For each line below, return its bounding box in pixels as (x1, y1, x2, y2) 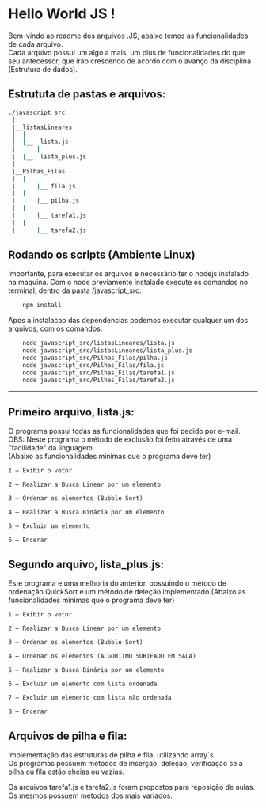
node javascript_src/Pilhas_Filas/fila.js (22, 361, 165, 369)
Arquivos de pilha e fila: (8, 729, 127, 742)
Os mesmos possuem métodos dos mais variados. (8, 791, 173, 800)
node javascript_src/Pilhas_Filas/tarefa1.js (22, 369, 176, 377)
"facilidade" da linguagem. (8, 443, 95, 453)
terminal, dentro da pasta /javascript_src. (8, 286, 142, 295)
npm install (22, 302, 62, 309)
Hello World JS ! (8, 5, 116, 23)
